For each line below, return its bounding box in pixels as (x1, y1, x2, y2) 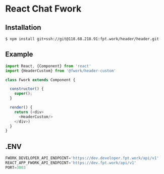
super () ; (14, 91, 33, 96)
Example (5, 50, 33, 59)
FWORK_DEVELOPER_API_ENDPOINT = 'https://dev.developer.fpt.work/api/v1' (5, 156, 159, 161)
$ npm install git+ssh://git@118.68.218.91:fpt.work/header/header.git (5, 36, 159, 41)
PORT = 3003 (5, 165, 26, 170)
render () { (10, 105, 33, 110)
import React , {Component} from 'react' (5, 64, 92, 69)
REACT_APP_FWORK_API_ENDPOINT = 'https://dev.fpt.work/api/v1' (5, 160, 137, 165)
